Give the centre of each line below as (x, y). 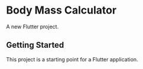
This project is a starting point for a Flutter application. (72, 59)
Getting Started (35, 45)
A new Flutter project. (32, 27)
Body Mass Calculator (61, 10)
